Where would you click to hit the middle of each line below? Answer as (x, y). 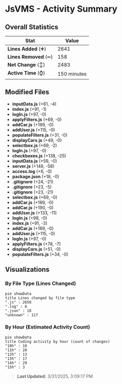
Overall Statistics (32, 27)
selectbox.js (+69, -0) (35, 197)
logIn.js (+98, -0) (30, 218)
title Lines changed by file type (40, 298)
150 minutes (72, 74)
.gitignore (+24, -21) (33, 182)
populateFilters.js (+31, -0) (40, 135)
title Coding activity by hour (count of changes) (58, 342)
